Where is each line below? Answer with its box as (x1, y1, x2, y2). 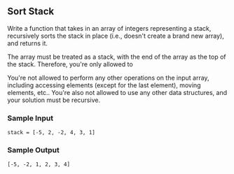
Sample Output (7, 145, 60, 155)
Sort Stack (7, 6, 55, 17)
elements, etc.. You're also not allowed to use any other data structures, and (7, 88, 228, 96)
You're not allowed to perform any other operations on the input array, (7, 73, 209, 82)
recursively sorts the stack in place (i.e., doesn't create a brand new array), (7, 31, 224, 40)
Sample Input (7, 113, 54, 123)
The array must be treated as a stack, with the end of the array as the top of (7, 52, 226, 61)
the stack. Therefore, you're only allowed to (7, 59, 133, 68)
